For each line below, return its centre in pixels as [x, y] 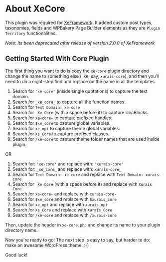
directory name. [21, 230]
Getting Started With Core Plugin [57, 59]
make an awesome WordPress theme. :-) [47, 245]
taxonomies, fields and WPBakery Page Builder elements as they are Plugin [83, 28]
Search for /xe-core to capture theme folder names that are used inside [86, 139]
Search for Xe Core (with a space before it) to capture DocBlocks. [81, 112]
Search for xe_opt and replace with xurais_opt [60, 204]
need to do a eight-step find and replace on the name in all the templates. [81, 81]
